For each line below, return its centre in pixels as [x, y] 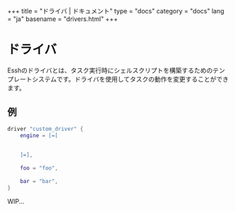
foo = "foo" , [39, 168]
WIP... [16, 201]
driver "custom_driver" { [45, 129]
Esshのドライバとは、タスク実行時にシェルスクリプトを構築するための [110, 70]
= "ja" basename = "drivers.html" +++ [63, 19]
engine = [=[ [39, 135]
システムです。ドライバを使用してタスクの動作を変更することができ [130, 79]
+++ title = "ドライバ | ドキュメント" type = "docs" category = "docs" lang [116, 11]
